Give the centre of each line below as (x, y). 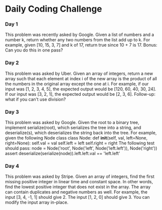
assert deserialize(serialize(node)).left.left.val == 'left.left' (63, 154)
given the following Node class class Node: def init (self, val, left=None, (76, 138)
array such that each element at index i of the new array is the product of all (81, 78)
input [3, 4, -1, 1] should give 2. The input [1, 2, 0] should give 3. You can (77, 197)
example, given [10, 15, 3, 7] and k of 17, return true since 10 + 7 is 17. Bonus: (81, 45)
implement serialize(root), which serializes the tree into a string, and (73, 128)
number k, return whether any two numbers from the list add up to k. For (78, 40)
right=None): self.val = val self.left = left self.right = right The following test (80, 143)
